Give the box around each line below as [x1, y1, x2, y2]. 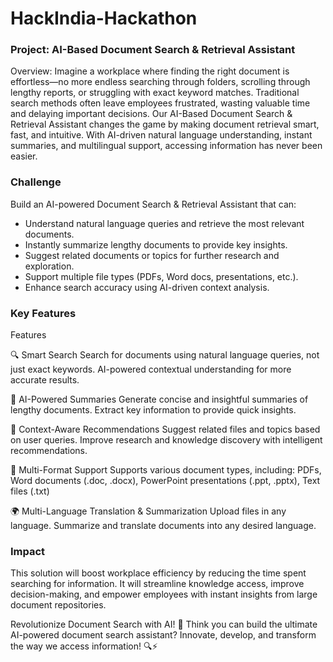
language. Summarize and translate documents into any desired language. [10, 520, 317, 532]
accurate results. [10, 374, 80, 386]
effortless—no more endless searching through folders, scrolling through [10, 76, 311, 88]
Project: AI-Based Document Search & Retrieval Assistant [10, 43, 296, 57]
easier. [10, 150, 38, 162]
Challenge [10, 175, 62, 189]
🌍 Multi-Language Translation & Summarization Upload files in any [10, 505, 287, 517]
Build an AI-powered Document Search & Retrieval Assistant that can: [10, 198, 297, 210]
